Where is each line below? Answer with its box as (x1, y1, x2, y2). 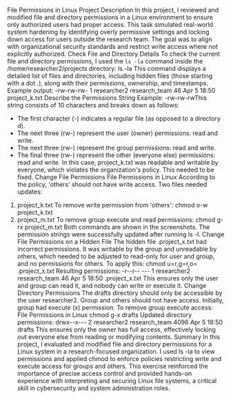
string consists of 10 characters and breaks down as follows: (7, 101, 179, 109)
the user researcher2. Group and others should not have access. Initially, (17, 296, 224, 304)
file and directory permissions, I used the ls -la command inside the (7, 57, 203, 65)
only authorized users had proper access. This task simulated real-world (7, 21, 214, 28)
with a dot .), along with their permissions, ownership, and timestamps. (7, 79, 208, 87)
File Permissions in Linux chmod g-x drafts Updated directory (17, 311, 192, 319)
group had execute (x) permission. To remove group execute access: (17, 303, 214, 311)
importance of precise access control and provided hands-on (17, 369, 192, 378)
